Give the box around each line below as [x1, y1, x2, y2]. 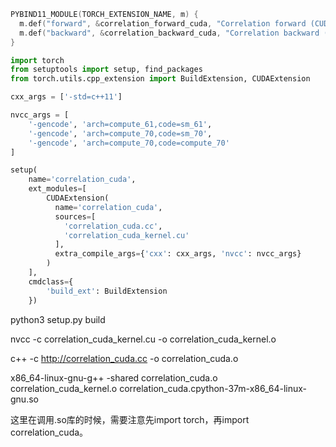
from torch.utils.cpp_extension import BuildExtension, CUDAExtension [10, 74, 311, 84]
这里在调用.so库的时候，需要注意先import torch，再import [10, 413, 250, 425]
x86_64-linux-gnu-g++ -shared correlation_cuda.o [10, 371, 218, 384]
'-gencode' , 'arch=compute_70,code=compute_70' [28, 138, 230, 148]
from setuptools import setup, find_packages [10, 65, 203, 75]
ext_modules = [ [28, 184, 87, 194]
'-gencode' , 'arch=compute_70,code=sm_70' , [28, 128, 213, 139]
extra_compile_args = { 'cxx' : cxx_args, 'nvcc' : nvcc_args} [54, 249, 302, 259]
